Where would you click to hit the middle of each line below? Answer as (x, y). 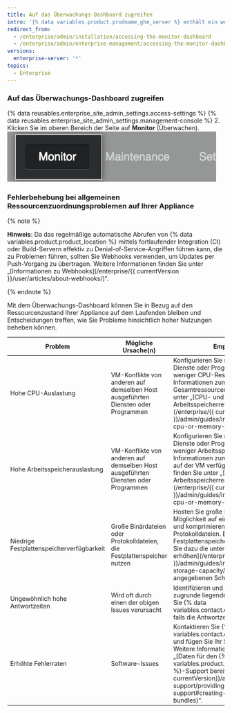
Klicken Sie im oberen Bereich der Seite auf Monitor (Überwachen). (104, 127)
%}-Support (191, 671)
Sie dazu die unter (199, 549)
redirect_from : (29, 29)
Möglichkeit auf (195, 519)
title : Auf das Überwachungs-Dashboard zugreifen (80, 15)
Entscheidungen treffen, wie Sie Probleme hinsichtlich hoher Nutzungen (109, 320)
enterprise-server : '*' (47, 59)
